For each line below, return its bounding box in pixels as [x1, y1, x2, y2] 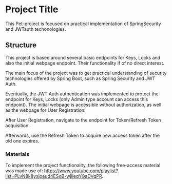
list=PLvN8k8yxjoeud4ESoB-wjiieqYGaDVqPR [5, 173, 102, 179]
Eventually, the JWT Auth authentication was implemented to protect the [5, 91, 159, 97]
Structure [5, 41, 37, 50]
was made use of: [5, 168, 43, 174]
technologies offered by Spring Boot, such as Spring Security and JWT [5, 75, 156, 81]
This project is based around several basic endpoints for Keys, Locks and [5, 54, 161, 60]
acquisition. [5, 122, 30, 129]
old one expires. [5, 137, 40, 144]
